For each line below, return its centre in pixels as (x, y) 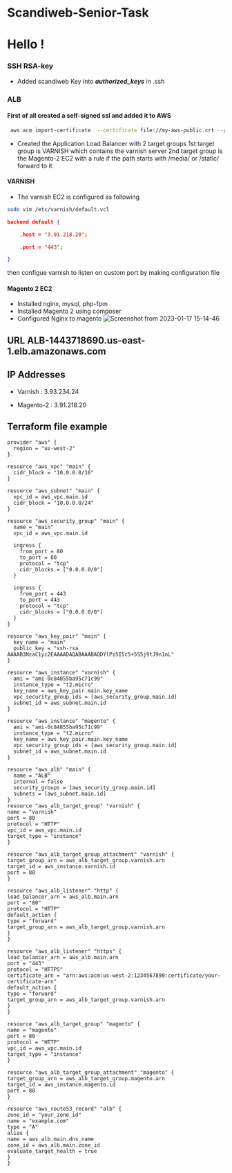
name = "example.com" (38, 1121)
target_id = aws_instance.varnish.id (61, 867)
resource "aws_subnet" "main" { (54, 491)
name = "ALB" (32, 776)
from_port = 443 (43, 594)
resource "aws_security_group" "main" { (66, 521)
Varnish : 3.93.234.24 (48, 391)
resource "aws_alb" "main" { (49, 770)
